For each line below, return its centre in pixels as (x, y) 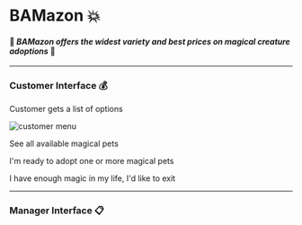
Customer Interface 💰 (58, 86)
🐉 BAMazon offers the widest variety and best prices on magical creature (150, 41)
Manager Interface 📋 (57, 210)
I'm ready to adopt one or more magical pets (92, 160)
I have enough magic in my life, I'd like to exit (93, 178)
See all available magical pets (64, 143)
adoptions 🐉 (32, 51)
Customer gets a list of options (66, 108)
